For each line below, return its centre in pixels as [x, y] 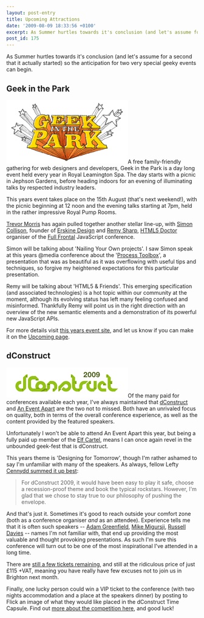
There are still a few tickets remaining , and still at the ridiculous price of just [101, 564]
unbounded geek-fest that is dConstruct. [57, 446]
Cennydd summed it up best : [42, 470]
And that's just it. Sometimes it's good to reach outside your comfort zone [99, 513]
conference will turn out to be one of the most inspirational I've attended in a [102, 546]
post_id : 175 [23, 39]
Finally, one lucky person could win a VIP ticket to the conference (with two [100, 589]
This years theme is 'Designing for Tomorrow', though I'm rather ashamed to [102, 458]
